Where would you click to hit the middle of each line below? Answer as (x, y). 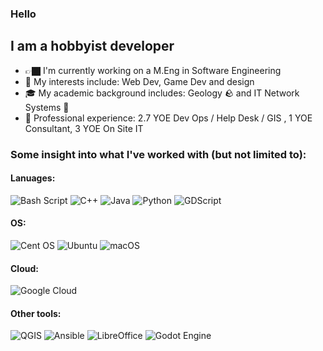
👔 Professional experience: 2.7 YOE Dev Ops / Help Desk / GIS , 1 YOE (168, 118)
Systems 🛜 (47, 107)
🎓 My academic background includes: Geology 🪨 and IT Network (162, 93)
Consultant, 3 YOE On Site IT (84, 128)
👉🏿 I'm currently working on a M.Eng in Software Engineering (153, 70)
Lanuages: (33, 178)
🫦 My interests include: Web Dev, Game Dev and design (139, 81)
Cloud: (24, 268)
